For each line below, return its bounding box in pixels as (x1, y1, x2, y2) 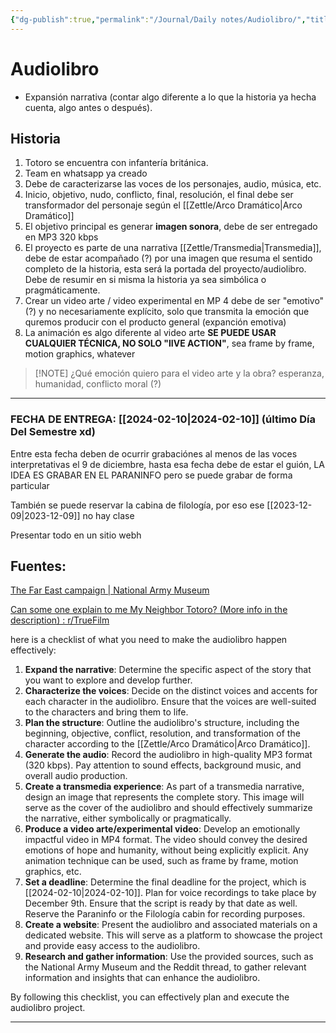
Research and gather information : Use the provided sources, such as (24, 951, 314, 963)
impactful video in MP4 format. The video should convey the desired (24, 834, 308, 846)
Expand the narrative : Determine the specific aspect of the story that (24, 664, 312, 676)
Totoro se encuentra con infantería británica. (24, 157, 209, 169)
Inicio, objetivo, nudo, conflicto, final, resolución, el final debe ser (24, 189, 294, 201)
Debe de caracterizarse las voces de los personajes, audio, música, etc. (24, 178, 322, 190)
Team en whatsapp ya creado (24, 167, 148, 180)
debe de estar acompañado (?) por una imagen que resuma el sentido (24, 252, 313, 265)
